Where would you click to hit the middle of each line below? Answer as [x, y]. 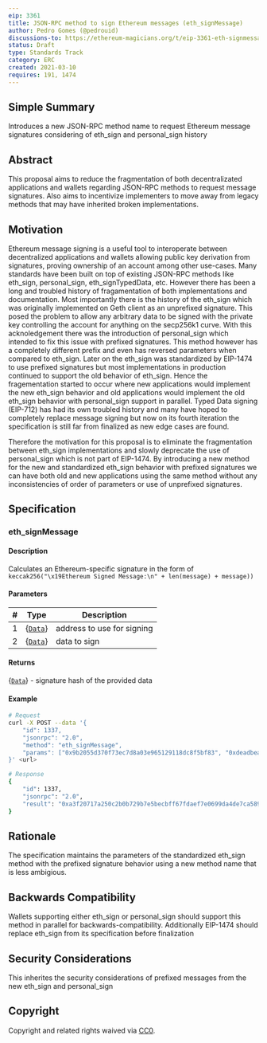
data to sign [77, 641]
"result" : [39, 804]
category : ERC [32, 61]
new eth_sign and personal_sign [61, 986]
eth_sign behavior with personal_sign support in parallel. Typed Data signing [133, 401]
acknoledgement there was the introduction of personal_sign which [118, 333]
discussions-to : [35, 38]
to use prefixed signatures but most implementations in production [117, 367]
